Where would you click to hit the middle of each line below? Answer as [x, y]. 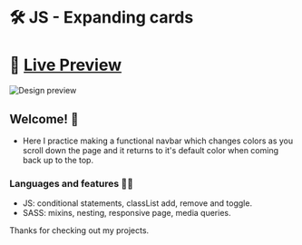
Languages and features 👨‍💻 [72, 183]
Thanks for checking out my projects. [79, 230]
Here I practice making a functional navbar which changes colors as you [158, 141]
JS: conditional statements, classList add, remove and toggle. [137, 203]
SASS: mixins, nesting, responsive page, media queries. [127, 213]
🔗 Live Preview [66, 65]
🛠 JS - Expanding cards [102, 18]
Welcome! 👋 [44, 119]
